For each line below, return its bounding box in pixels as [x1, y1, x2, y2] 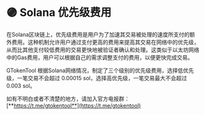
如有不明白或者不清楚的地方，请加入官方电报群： [6, 95, 130, 102]
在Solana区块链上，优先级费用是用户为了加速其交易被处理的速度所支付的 [6, 31, 190, 38]
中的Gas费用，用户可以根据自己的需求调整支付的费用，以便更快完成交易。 [6, 53, 193, 61]
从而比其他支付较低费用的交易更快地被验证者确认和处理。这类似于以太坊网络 [6, 46, 199, 53]
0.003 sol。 [6, 82, 35, 89]
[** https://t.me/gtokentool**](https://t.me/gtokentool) [6, 102, 141, 109]
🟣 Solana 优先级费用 [6, 6, 112, 20]
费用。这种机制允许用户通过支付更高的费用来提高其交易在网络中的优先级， [11, 38, 199, 46]
